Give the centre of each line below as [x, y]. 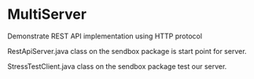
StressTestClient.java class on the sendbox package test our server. [117, 66]
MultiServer [47, 14]
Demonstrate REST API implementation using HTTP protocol [105, 36]
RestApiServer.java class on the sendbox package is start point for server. [127, 51]
